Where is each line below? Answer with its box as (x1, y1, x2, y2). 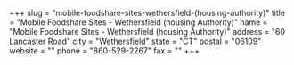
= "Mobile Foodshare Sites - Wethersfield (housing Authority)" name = (9, 17, 268, 28)
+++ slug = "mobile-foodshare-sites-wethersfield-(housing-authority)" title (9, 8, 286, 18)
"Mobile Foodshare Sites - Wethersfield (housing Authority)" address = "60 (9, 27, 286, 37)
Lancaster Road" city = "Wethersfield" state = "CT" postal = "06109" (9, 36, 262, 46)
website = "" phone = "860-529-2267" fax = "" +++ (9, 45, 200, 56)
